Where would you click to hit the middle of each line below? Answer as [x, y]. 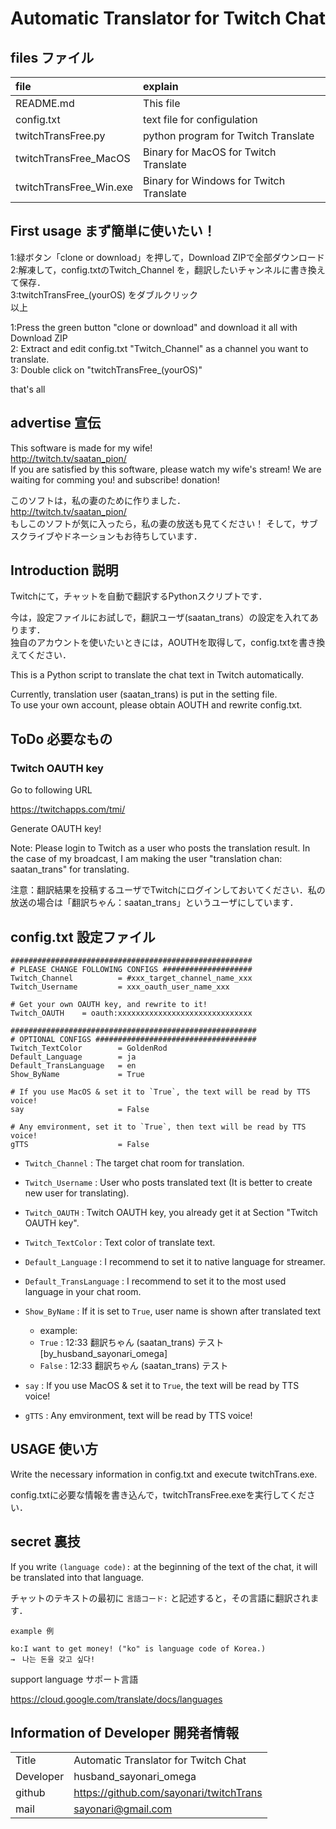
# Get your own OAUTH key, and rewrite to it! [109, 1004]
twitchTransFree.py [60, 135]
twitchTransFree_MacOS [73, 158]
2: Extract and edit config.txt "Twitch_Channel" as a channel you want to [159, 348]
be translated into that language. [77, 1577]
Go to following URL [51, 790]
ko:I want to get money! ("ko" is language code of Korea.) [138, 1648]
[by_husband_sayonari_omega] [103, 1353]
